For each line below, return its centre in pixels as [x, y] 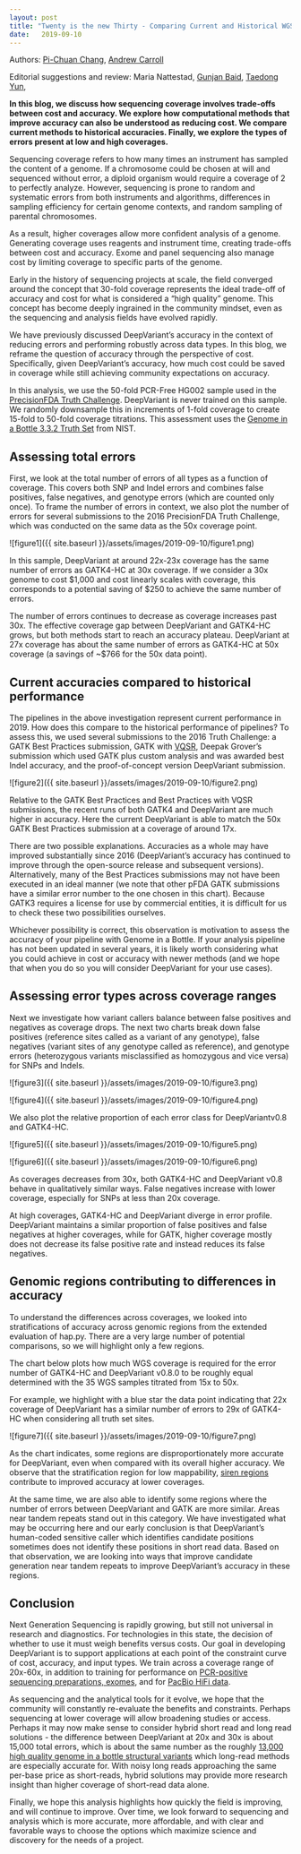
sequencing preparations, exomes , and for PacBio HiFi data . [120, 1682]
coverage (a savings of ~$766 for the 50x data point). [108, 654]
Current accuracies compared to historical [130, 682]
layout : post [34, 17]
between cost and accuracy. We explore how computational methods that [150, 114]
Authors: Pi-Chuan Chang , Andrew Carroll [86, 60]
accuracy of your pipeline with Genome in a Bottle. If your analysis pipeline [147, 940]
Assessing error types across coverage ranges [143, 996]
